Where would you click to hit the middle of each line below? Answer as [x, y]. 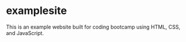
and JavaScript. [25, 33]
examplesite [37, 11]
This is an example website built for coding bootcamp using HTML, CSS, [93, 27]
